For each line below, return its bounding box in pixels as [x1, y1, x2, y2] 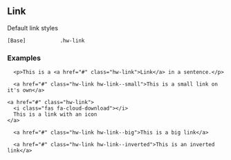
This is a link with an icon [13, 111, 98, 118]
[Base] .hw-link [7, 37, 85, 44]
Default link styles [7, 23, 59, 32]
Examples [7, 53, 41, 63]
